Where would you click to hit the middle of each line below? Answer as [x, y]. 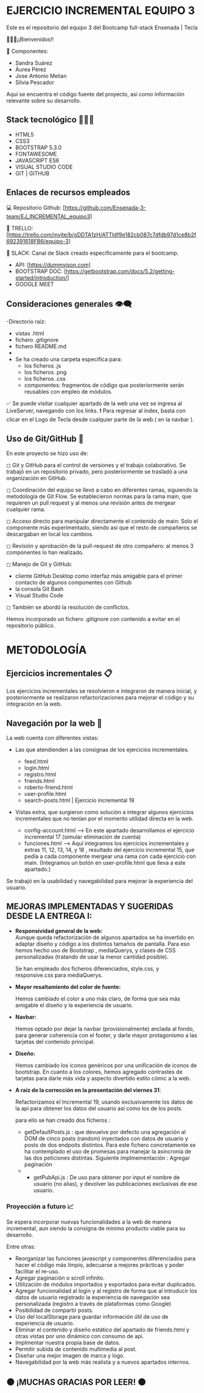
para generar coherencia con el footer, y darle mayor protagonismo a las [106, 1035]
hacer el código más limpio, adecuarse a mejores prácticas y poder [100, 1265]
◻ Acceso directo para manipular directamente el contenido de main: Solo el [102, 521]
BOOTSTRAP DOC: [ [40, 271]
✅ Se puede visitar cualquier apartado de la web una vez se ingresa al [94, 403]
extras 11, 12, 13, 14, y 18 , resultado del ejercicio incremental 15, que [109, 850]
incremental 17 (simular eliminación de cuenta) [83, 837]
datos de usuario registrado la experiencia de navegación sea [93, 1297]
